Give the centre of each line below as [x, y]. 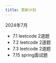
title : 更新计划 [21, 10]
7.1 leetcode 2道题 [31, 36]
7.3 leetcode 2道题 [32, 48]
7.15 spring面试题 [30, 55]
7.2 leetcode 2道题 [32, 42]
